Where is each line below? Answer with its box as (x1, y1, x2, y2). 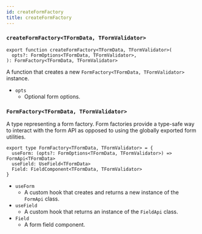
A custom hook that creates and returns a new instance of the (24, 189, 179, 196)
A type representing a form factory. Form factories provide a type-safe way (6, 120, 195, 128)
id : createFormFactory (6, 9, 64, 15)
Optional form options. (24, 92, 81, 100)
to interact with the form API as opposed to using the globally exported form (6, 127, 197, 134)
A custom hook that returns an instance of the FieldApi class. (24, 208, 178, 216)
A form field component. (24, 221, 86, 229)
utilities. (6, 133, 26, 140)
